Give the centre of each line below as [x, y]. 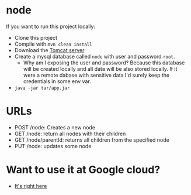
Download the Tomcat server [49, 50]
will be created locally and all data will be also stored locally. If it [100, 69]
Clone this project [36, 37]
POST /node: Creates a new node [55, 127]
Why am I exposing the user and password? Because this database [104, 63]
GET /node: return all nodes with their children [70, 134]
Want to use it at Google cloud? [83, 170]
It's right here [31, 186]
